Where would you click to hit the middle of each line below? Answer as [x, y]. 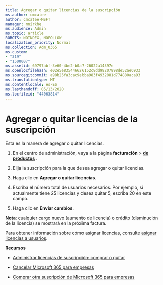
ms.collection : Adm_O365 [31, 47]
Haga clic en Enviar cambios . [43, 208]
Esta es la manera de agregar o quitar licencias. [55, 143]
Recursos [16, 248]
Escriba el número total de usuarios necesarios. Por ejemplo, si [78, 188]
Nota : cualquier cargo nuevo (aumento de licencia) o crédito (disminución [82, 218]
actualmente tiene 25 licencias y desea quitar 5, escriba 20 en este [82, 193]
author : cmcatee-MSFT [28, 19]
